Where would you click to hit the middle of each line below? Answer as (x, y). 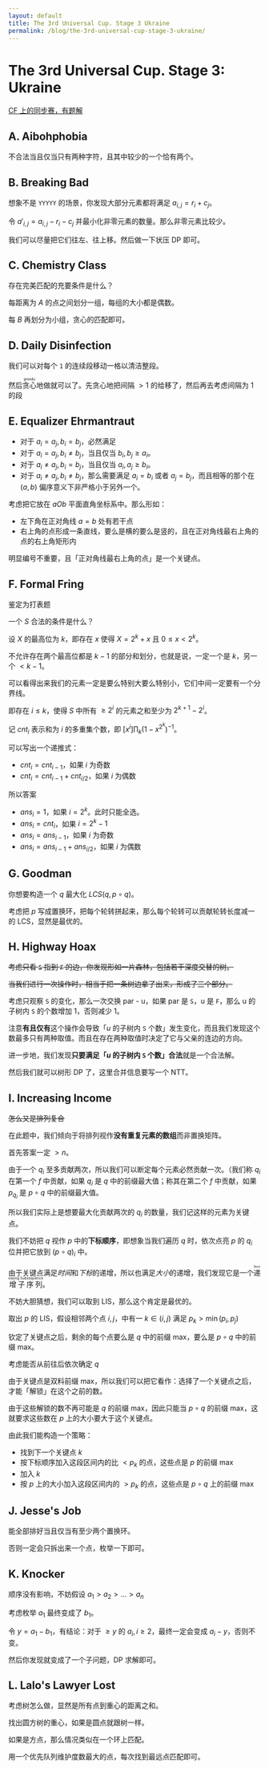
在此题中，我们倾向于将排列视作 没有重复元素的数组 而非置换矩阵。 (117, 1135)
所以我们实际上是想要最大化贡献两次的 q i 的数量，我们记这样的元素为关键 (129, 1213)
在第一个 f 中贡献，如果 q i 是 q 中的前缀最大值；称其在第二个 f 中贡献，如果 (132, 1182)
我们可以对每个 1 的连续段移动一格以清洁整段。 (86, 366)
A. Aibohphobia (48, 136)
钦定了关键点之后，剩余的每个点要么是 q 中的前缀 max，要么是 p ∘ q (121, 1337)
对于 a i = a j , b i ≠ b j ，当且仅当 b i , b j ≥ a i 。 (87, 454)
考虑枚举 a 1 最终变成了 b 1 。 (53, 1613)
